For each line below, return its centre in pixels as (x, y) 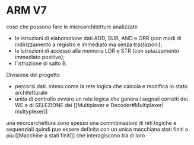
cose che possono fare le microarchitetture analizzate (72, 27)
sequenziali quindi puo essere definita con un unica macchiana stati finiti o (97, 129)
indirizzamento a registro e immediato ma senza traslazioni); (88, 44)
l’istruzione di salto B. (41, 63)
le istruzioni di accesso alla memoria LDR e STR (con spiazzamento (97, 50)
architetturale (31, 92)
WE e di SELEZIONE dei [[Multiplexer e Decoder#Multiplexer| (89, 105)
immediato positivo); (40, 57)
